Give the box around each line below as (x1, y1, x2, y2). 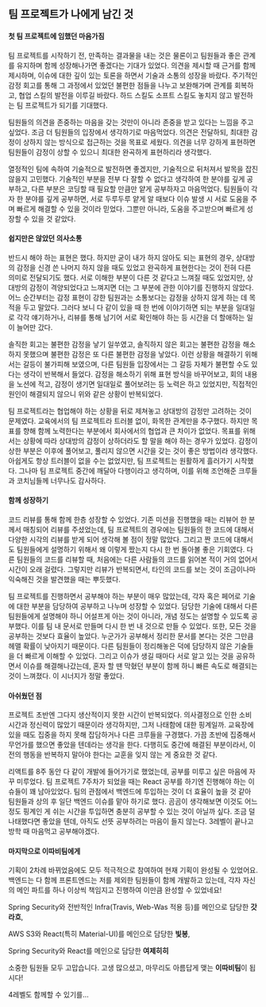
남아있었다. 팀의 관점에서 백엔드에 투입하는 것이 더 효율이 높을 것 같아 (37, 787, 252, 797)
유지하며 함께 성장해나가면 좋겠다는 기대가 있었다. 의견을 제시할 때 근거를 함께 (16, 61, 256, 70)
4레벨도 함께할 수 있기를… (8, 990, 89, 1000)
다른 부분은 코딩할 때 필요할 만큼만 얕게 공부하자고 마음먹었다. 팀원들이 (31, 184, 250, 194)
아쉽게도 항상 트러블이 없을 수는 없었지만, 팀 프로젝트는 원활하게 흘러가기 (8, 456, 233, 465)
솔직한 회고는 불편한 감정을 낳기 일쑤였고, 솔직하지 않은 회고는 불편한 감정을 (8, 339, 241, 349)
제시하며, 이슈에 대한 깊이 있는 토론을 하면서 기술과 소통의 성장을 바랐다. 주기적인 (8, 70, 258, 80)
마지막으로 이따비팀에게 (8, 846, 81, 856)
